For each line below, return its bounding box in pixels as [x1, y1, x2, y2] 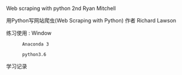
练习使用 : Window [6, 30, 52, 37]
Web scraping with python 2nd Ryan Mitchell [6, 5, 116, 12]
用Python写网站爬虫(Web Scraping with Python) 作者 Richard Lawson [6, 17, 177, 24]
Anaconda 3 [21, 41, 49, 47]
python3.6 [21, 52, 46, 58]
